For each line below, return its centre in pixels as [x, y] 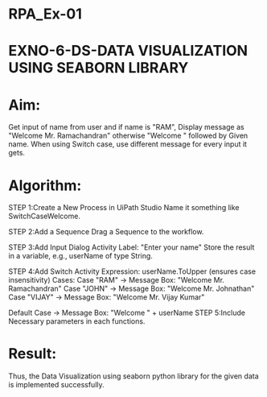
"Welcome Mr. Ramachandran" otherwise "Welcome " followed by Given [128, 136]
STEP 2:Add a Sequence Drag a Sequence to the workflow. [106, 232]
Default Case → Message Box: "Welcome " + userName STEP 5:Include [127, 313]
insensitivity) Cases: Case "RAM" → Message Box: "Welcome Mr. [117, 280]
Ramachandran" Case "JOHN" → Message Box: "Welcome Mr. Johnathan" [131, 289]
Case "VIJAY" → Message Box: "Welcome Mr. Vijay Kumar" [107, 297]
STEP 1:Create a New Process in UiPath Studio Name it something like [124, 208]
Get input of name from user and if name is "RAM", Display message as [126, 127]
